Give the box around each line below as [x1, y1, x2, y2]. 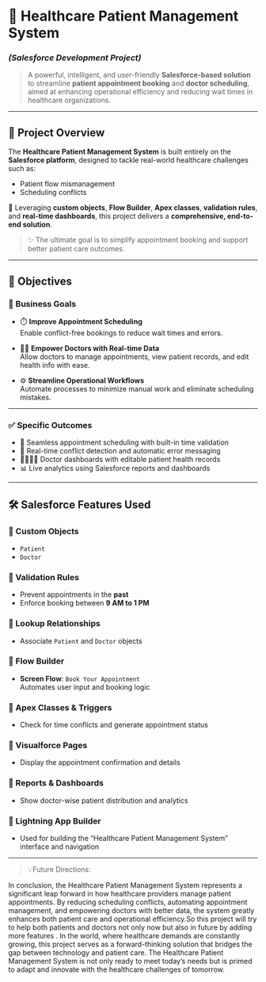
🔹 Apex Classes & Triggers [8, 701, 112, 713]
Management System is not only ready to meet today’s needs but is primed [8, 957, 253, 966]
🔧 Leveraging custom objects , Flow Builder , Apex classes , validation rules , [8, 203, 258, 212]
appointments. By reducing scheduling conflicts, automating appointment [8, 897, 248, 907]
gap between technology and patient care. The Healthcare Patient [8, 948, 224, 957]
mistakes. [19, 392, 51, 402]
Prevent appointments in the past [19, 590, 129, 599]
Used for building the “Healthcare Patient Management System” [19, 834, 228, 843]
